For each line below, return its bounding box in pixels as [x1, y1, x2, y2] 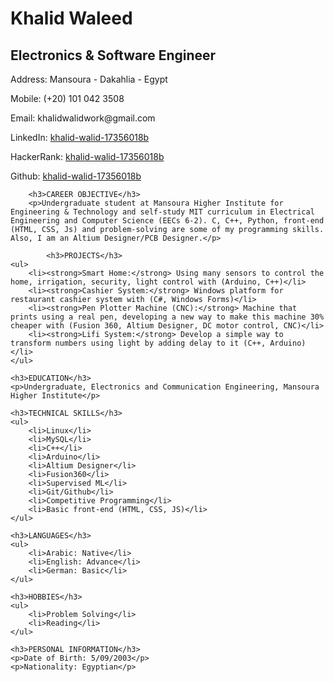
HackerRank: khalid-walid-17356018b [10, 151, 165, 162]
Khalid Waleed [10, 7, 133, 30]
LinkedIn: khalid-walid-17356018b [10, 132, 150, 143]
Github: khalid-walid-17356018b [10, 170, 142, 182]
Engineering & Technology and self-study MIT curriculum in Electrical [10, 207, 315, 217]
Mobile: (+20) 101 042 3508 [10, 93, 125, 104]
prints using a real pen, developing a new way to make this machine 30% [10, 312, 325, 322]
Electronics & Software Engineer [10, 47, 217, 64]
